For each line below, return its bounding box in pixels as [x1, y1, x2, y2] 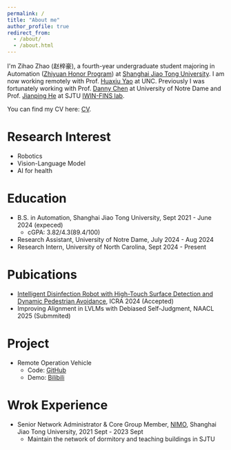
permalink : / [7, 10, 45, 17]
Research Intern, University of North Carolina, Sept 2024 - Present [17, 243, 207, 251]
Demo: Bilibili [27, 373, 65, 381]
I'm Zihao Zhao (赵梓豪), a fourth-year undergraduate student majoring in [7, 62, 215, 70]
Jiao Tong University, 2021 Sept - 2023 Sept [17, 427, 143, 436]
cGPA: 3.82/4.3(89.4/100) [27, 228, 101, 236]
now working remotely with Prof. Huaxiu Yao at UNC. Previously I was [7, 77, 205, 85]
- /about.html [13, 42, 54, 49]
